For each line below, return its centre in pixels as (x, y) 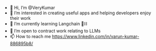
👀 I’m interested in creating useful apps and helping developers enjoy (80, 13)
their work (20, 18)
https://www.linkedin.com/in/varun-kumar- (96, 36)
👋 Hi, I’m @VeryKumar (32, 8)
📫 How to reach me (30, 36)
